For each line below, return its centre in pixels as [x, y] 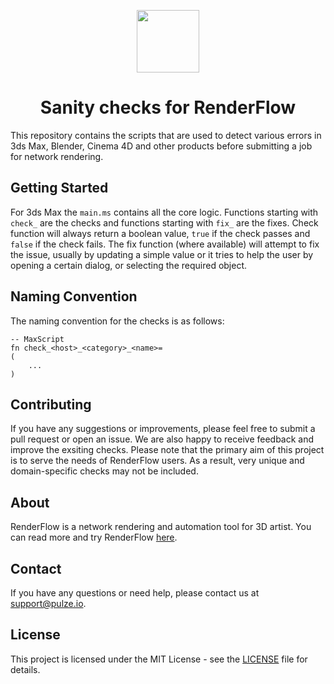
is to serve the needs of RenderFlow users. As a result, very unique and [157, 461]
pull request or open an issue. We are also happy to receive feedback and [162, 439]
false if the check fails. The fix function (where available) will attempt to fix [165, 244]
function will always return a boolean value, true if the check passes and [160, 233]
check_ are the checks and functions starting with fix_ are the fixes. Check [164, 222]
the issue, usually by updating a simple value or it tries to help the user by [162, 254]
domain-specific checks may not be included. [104, 471]
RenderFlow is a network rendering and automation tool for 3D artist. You [161, 527]
